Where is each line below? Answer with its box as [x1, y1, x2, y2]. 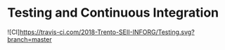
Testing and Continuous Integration [7, 5, 219, 21]
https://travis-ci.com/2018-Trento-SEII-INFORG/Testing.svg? [20, 28, 195, 36]
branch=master [7, 35, 52, 43]
